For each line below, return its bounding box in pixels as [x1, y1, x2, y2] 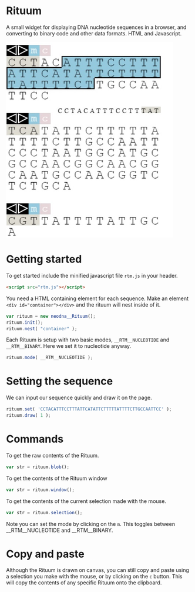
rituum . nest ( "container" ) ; [6, 325, 78, 331]
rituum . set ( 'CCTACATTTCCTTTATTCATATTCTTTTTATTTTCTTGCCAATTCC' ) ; [6, 406, 172, 412]
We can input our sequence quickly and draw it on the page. [6, 394, 152, 402]
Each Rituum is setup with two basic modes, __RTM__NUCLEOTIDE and [6, 336, 170, 343]
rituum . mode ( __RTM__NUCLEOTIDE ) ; [6, 355, 93, 361]
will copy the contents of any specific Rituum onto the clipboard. [6, 579, 162, 586]
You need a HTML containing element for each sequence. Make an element [6, 295, 189, 302]
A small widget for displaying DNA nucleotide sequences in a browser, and [6, 24, 187, 31]
